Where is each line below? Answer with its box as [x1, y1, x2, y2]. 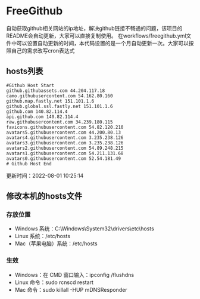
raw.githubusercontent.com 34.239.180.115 [6, 119, 113, 125]
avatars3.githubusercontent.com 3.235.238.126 [6, 140, 124, 146]
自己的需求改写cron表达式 [11, 47, 75, 54]
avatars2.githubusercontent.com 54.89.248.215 [6, 145, 124, 151]
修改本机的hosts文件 [6, 191, 83, 201]
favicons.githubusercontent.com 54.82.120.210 [6, 124, 124, 130]
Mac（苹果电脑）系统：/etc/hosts [14, 240, 98, 247]
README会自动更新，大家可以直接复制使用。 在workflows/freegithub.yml [6, 32, 186, 39]
